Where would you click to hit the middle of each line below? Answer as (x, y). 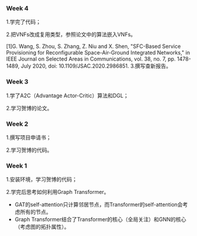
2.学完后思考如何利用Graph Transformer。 (58, 192)
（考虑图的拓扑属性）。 (42, 227)
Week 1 (17, 165)
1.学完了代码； (24, 22)
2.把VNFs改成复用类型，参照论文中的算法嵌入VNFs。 (71, 34)
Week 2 (17, 124)
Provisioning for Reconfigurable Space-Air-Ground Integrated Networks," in (98, 53)
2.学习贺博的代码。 (29, 150)
